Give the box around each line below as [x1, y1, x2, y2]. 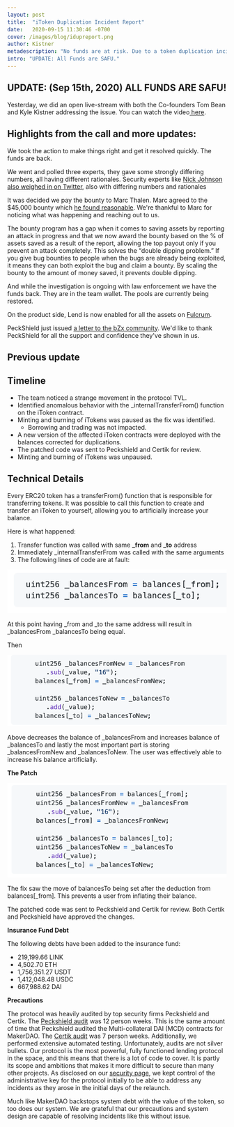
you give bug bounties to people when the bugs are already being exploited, [7, 254, 226, 262]
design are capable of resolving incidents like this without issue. [7, 1112, 192, 1120]
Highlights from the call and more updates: [7, 128, 197, 140]
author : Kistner [7, 40, 54, 48]
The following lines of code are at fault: [17, 555, 130, 563]
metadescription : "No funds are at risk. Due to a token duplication [7, 48, 214, 55]
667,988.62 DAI [17, 982, 62, 990]
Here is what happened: [7, 527, 77, 536]
